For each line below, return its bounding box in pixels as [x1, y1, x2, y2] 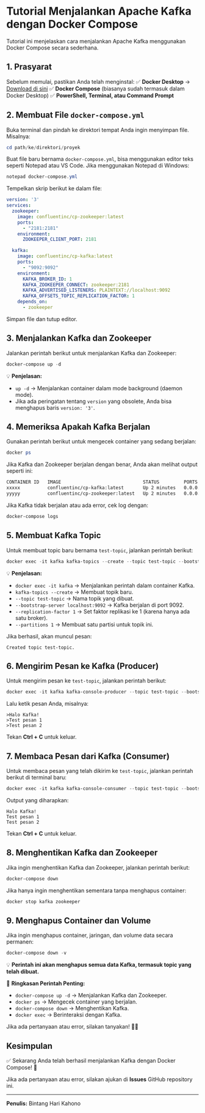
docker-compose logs [6, 513, 59, 519]
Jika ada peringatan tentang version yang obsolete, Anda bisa [15, 398, 172, 405]
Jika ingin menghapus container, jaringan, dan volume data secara [6, 931, 173, 939]
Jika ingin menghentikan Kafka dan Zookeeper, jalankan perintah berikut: [6, 863, 190, 871]
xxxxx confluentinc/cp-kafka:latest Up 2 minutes [6, 485, 176, 491]
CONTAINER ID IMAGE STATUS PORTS [6, 479, 198, 486]
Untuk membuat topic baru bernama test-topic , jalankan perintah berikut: [6, 546, 193, 554]
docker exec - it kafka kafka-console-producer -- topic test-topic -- [6, 689, 187, 695]
